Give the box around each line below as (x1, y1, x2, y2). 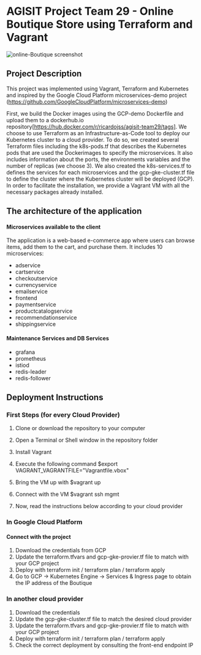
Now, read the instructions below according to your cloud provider (15, 503, 183, 510)
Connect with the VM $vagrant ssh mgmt (15, 490, 119, 498)
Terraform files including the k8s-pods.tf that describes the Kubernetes (6, 143, 187, 150)
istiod (15, 361, 29, 369)
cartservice (15, 269, 45, 276)
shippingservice (15, 321, 56, 328)
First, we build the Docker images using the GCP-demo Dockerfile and (6, 109, 184, 117)
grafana (15, 348, 36, 356)
